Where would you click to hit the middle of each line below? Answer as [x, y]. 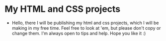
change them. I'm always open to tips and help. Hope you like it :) [79, 33]
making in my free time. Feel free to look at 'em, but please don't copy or [86, 28]
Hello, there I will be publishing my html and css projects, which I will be [85, 23]
